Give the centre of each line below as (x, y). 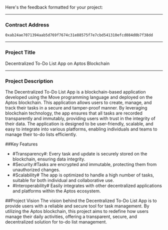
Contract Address (27, 24)
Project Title (20, 52)
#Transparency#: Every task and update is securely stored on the (80, 153)
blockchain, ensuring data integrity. (49, 159)
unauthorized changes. (36, 169)
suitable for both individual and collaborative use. (63, 180)
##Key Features (21, 144)
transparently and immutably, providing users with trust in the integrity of (80, 118)
